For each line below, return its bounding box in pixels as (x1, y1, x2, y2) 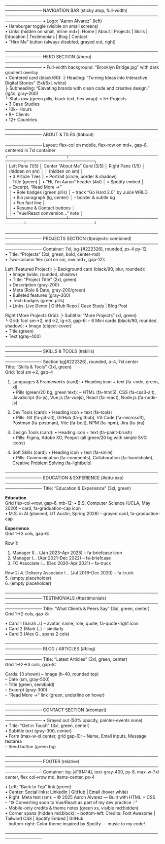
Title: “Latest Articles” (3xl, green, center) (42, 656, 128, 662)
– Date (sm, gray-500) (5, 677, 50, 682)
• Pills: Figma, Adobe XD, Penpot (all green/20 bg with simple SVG (12, 435, 147, 441)
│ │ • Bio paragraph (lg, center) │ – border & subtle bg (5, 195, 115, 200)
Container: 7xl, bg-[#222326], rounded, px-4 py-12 (42, 246, 147, 252)
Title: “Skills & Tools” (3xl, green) (5, 364, 72, 370)
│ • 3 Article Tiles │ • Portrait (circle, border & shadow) (5, 173, 117, 179)
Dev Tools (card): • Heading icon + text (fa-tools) (12, 409, 112, 415)
